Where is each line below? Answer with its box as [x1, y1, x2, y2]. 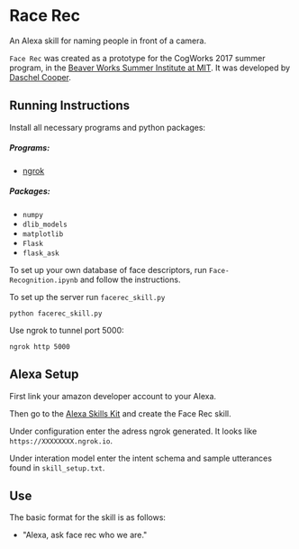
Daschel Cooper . [9, 71, 72, 82]
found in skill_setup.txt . [9, 462, 105, 473]
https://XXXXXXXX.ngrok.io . [9, 435, 113, 446]
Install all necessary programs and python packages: [9, 122, 205, 133]
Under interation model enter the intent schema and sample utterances [9, 453, 273, 463]
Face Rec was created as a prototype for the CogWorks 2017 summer [9, 52, 266, 63]
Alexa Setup [9, 367, 79, 382]
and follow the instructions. [79, 274, 181, 285]
